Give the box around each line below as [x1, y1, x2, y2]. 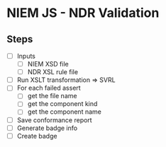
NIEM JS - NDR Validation [6, 5, 160, 21]
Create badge [16, 131, 57, 140]
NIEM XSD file [27, 60, 69, 69]
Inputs [16, 52, 36, 60]
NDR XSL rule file [27, 68, 79, 76]
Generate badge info [16, 124, 78, 132]
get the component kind [27, 100, 98, 108]
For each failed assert [16, 83, 81, 93]
